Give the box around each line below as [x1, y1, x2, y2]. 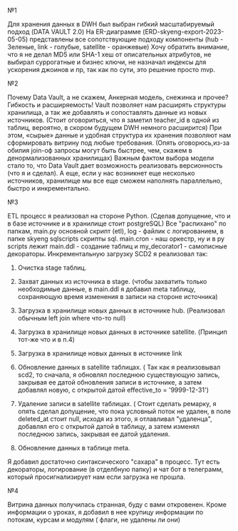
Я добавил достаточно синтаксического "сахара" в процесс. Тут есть [7, 457, 220, 466]
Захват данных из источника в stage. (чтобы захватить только [17, 278, 207, 285]
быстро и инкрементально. [7, 184, 90, 192]
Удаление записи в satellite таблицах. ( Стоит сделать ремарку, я [17, 400, 217, 408]
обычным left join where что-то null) [17, 314, 126, 322]
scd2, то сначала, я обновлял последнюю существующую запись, [17, 370, 220, 379]
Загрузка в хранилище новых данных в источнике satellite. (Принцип [17, 328, 228, 336]
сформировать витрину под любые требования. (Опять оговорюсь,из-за [7, 138, 230, 147]
